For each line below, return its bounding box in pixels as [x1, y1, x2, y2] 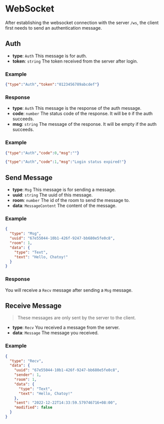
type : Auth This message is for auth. [12, 53, 87, 59]
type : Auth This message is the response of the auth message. [12, 105, 141, 111]
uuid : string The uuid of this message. [12, 192, 93, 198]
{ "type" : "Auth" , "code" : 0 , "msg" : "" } [5, 150, 79, 155]
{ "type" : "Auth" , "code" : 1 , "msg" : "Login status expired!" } [5, 159, 126, 164]
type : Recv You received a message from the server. [12, 324, 120, 331]
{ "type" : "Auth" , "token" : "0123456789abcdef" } [5, 82, 99, 87]
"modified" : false [14, 405, 52, 410]
